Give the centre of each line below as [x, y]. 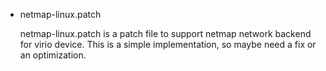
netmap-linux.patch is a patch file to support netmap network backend [165, 33]
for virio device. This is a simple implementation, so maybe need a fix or [168, 44]
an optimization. [53, 55]
